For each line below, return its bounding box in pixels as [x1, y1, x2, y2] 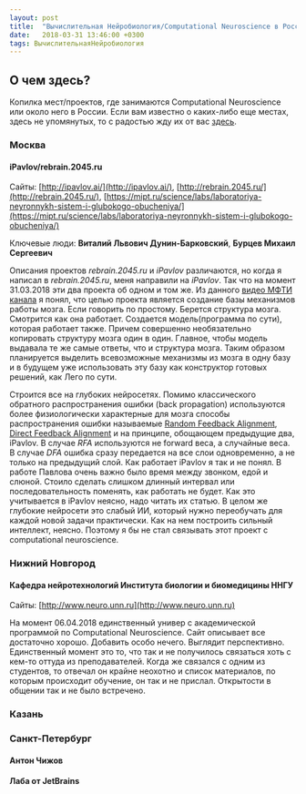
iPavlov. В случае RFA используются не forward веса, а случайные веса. [9, 438, 291, 449]
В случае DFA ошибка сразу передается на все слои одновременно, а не [9, 447, 296, 458]
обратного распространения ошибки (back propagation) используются [9, 399, 286, 410]
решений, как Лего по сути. [9, 372, 117, 382]
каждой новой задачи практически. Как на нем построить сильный [9, 515, 273, 526]
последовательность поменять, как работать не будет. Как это [9, 486, 256, 497]
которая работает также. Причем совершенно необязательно [9, 323, 252, 334]
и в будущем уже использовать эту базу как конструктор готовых [9, 361, 268, 373]
